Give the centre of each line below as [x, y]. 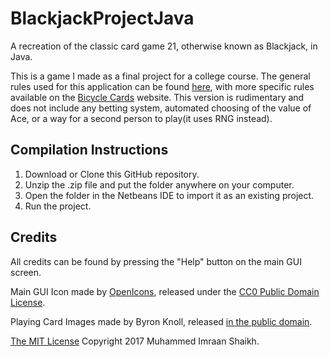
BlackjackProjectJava [102, 18]
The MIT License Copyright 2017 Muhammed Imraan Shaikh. [135, 341]
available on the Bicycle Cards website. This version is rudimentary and [157, 97]
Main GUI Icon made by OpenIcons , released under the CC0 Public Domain [165, 291]
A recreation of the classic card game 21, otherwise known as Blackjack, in [164, 46]
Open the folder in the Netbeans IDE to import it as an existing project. [169, 195]
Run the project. [58, 206]
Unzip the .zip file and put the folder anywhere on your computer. [159, 184]
